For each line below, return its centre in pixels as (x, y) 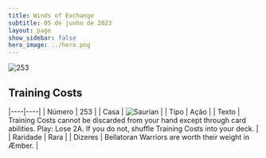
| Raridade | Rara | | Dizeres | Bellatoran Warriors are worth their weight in (129, 137)
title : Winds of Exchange (51, 15)
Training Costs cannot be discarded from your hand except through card (127, 120)
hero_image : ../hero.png (49, 45)
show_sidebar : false (43, 38)
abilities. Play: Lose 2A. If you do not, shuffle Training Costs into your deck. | (133, 129)
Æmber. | (23, 145)
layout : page (30, 30)
